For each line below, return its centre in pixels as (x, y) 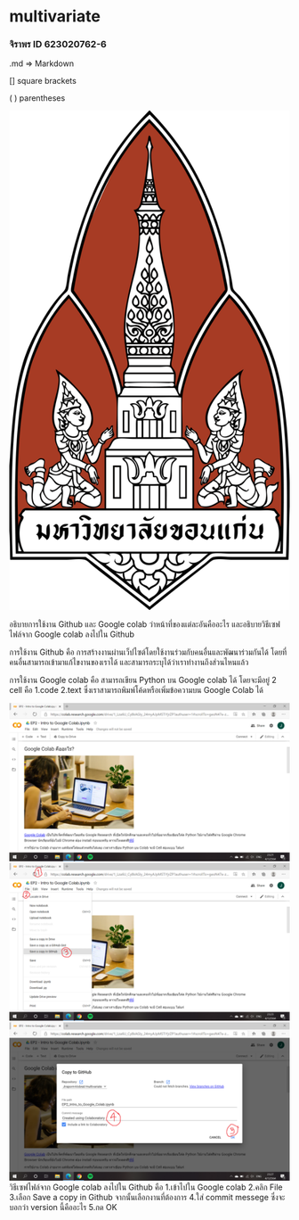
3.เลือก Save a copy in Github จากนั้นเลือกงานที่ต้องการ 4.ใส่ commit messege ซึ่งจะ (147, 1197)
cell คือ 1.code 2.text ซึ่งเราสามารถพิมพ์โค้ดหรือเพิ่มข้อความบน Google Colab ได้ (137, 690)
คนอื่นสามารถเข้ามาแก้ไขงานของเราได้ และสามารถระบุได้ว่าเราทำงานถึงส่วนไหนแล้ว (129, 663)
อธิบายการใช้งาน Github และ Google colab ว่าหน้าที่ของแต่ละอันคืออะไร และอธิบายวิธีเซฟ (145, 624)
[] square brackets (43, 81)
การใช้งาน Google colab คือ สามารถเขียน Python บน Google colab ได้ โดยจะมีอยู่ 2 (143, 680)
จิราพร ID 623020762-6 (58, 45)
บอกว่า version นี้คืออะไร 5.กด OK (63, 1207)
